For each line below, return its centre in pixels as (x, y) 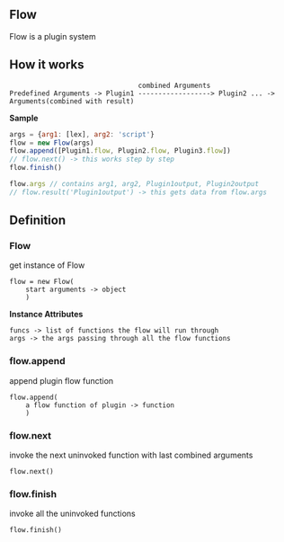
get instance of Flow (47, 265)
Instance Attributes (46, 315)
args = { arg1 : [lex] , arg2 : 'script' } (82, 134)
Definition (37, 221)
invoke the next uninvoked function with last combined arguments (131, 455)
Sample (24, 118)
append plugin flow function (62, 380)
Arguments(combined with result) (72, 101)
